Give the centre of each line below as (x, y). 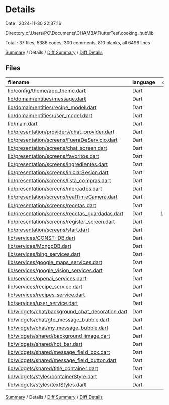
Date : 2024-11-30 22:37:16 (33, 23)
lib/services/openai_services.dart (47, 278)
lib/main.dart (23, 123)
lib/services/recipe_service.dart (45, 286)
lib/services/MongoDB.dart (40, 246)
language (144, 82)
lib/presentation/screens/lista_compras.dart (59, 180)
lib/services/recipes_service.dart (47, 295)
